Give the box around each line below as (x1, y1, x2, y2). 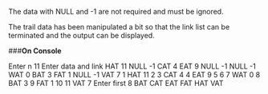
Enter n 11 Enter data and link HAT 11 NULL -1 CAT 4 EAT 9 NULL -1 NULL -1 (8, 61, 257, 71)
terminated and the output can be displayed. (8, 31, 155, 40)
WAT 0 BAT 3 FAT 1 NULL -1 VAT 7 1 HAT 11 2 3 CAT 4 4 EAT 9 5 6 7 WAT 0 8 (8, 70, 261, 79)
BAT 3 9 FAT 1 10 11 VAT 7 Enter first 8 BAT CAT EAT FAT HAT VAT (8, 79, 224, 88)
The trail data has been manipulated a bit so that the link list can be (8, 22, 230, 31)
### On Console (8, 46, 62, 55)
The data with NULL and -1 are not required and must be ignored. (8, 7, 224, 16)
